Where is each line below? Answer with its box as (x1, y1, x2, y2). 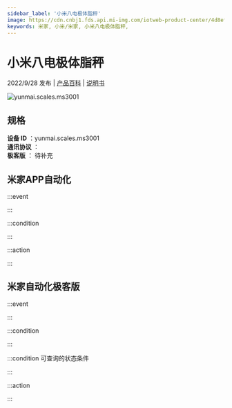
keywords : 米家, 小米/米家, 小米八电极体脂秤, (7, 23, 129, 30)
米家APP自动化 (7, 173, 71, 185)
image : (7, 17, 26, 23)
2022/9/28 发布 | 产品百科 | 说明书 (7, 79, 105, 87)
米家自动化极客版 (7, 281, 80, 293)
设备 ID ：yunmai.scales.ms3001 (7, 134, 100, 142)
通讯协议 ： (7, 143, 39, 151)
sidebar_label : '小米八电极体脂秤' (7, 10, 101, 17)
